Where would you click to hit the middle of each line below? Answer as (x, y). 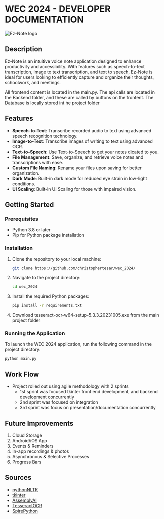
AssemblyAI (25, 500)
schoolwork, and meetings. (33, 82)
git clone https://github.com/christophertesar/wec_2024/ (74, 268)
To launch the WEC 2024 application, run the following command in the (79, 344)
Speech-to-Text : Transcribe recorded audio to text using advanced (82, 130)
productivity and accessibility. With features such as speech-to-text (75, 66)
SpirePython (25, 511)
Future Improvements (39, 423)
